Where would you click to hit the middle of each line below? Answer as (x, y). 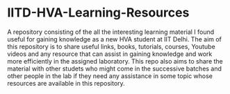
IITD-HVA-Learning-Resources (98, 13)
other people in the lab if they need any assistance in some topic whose (110, 76)
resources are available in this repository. (66, 83)
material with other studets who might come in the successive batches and (115, 68)
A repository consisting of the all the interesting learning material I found (111, 32)
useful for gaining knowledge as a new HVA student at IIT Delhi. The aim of (115, 39)
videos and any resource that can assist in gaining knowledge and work (110, 54)
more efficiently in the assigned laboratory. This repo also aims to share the (115, 61)
